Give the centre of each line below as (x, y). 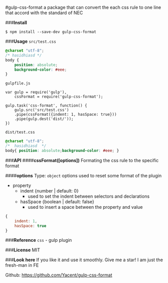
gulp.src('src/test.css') (42, 110)
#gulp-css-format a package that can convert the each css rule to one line (83, 7)
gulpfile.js (18, 83)
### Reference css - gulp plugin (39, 240)
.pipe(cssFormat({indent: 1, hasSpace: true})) (65, 115)
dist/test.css (20, 132)
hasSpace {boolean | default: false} (57, 201)
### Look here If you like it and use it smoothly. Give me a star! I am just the (84, 260)
